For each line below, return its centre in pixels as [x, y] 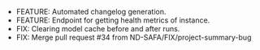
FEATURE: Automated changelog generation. [91, 12]
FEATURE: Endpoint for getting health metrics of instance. [113, 20]
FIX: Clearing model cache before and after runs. [98, 29]
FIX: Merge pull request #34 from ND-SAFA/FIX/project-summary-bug [134, 37]
